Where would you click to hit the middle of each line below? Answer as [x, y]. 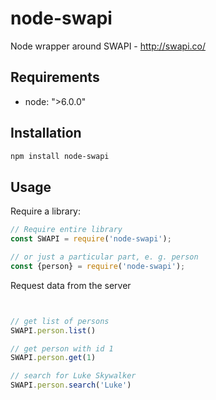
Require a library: [46, 211]
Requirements [55, 77]
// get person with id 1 [62, 348]
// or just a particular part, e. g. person [104, 257]
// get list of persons [60, 321]
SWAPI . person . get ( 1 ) [53, 358]
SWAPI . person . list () [53, 330]
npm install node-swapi [60, 156]
